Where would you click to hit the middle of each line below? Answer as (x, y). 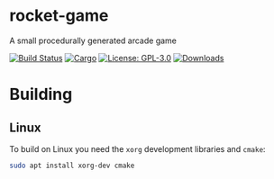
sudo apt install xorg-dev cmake (72, 166)
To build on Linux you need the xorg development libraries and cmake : (137, 148)
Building (41, 94)
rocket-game (59, 16)
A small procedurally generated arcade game (93, 40)
